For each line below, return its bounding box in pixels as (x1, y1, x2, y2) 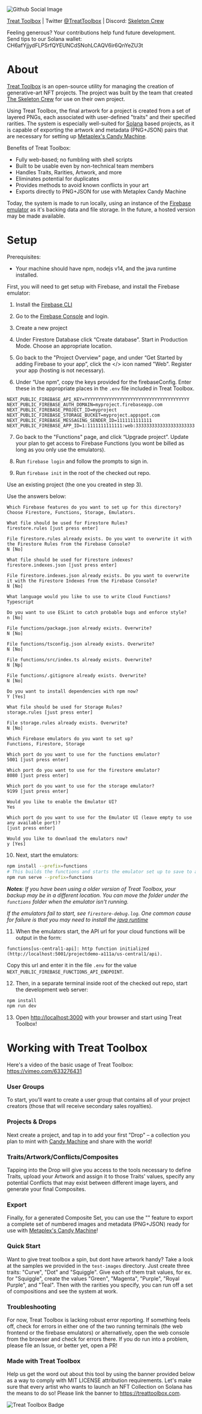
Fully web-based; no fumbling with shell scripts (15, 156, 133, 163)
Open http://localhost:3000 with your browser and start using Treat (15, 1014, 182, 1021)
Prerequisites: (7, 253, 41, 260)
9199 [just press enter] (7, 788, 69, 794)
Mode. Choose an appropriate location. (15, 342, 113, 349)
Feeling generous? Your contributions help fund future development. (7, 29, 176, 36)
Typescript (7, 599, 34, 605)
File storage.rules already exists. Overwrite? (7, 720, 128, 726)
